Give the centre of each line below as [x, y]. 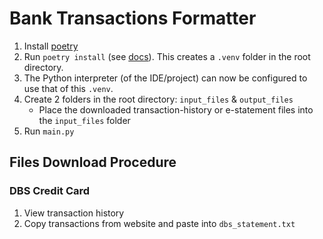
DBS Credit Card [50, 191]
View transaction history [74, 213]
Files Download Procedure [93, 162]
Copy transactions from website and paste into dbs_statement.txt [159, 223]
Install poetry [51, 46]
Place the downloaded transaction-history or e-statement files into [176, 109]
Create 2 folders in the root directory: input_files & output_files [158, 99]
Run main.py [49, 131]
